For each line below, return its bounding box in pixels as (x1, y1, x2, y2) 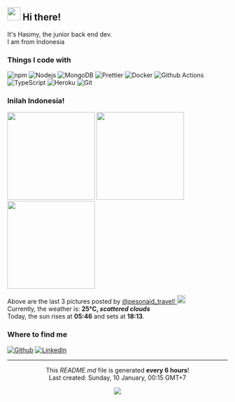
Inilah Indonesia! (7, 96, 65, 106)
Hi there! (22, 11, 62, 23)
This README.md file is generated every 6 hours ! (45, 366, 190, 374)
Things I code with (7, 55, 71, 65)
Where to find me (7, 330, 68, 340)
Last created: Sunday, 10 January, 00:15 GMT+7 (48, 373, 187, 382)
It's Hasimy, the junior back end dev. (7, 29, 113, 39)
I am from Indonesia (7, 37, 65, 46)
